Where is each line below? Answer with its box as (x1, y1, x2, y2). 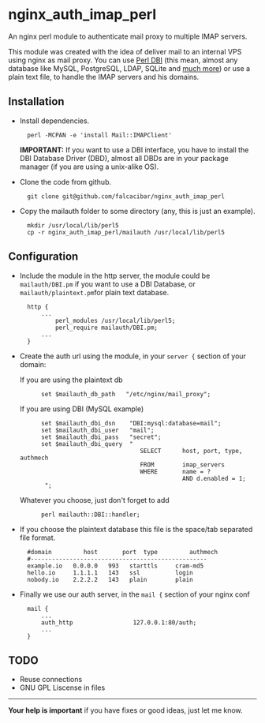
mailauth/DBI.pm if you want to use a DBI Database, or (19, 279, 196, 289)
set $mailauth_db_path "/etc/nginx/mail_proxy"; (40, 390, 211, 398)
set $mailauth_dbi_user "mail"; (40, 426, 155, 434)
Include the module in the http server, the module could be (19, 271, 211, 280)
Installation (8, 95, 65, 108)
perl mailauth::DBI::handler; (40, 511, 140, 519)
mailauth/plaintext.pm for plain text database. (19, 287, 170, 297)
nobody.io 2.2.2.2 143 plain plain (27, 575, 193, 583)
